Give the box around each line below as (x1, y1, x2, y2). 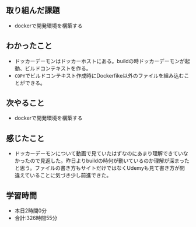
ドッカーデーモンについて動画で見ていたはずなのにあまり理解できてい (14, 150, 184, 157)
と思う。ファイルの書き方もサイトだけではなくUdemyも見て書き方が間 (14, 165, 185, 172)
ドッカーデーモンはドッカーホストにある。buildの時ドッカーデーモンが (14, 57, 185, 64)
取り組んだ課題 (6, 5, 60, 16)
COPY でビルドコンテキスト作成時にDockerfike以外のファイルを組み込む (14, 72, 184, 79)
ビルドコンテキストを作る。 (24, 65, 92, 72)
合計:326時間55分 (14, 215, 58, 222)
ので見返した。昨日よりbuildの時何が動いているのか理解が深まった (30, 157, 190, 165)
